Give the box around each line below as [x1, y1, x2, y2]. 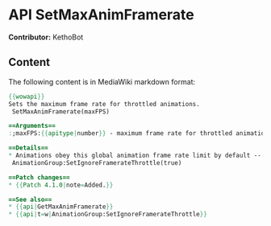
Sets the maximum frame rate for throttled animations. [8, 100, 200, 108]
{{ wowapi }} [8, 92, 45, 101]
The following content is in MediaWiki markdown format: [8, 76, 196, 86]
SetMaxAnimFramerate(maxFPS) [11, 107, 110, 116]
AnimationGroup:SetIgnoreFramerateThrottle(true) [11, 158, 182, 166]
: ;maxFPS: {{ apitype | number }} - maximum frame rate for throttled [8, 129, 232, 138]
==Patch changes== [8, 173, 70, 182]
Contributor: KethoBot [8, 32, 84, 42]
